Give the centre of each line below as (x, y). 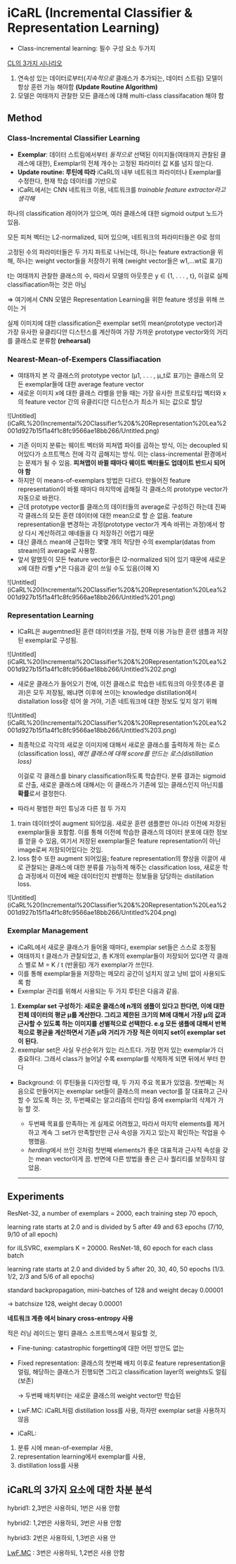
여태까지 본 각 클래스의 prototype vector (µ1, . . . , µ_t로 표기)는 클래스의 (117, 375)
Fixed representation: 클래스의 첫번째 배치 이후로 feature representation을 (122, 1363)
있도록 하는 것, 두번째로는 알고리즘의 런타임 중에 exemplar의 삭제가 (124, 1100)
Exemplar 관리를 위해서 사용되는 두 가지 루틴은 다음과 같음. (98, 991)
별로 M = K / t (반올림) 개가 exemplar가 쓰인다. (90, 965)
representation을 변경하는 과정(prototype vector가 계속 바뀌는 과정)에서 (117, 524)
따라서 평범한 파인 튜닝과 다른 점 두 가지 (72, 809)
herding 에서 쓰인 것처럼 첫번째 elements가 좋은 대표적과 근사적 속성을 (124, 1149)
